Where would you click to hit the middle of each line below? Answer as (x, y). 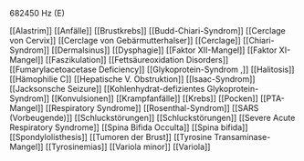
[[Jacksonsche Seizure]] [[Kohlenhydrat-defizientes (107, 89)
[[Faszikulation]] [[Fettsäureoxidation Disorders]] (137, 60)
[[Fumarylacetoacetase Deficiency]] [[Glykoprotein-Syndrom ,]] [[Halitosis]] (152, 69)
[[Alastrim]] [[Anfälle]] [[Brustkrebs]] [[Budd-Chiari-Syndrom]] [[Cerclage (147, 30)
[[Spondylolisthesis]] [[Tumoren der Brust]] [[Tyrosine (111, 137)
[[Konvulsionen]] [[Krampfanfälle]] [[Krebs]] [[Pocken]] (155, 98)
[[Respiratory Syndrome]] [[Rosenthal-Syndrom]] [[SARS (152, 108)
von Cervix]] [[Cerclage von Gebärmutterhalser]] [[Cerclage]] (125, 40)
